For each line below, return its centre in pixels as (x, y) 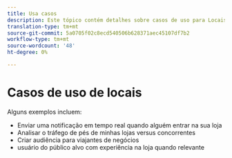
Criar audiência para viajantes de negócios (78, 140)
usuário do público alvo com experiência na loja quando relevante (111, 147)
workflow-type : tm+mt (38, 39)
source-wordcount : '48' (41, 46)
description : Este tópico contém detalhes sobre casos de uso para (106, 20)
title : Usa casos (32, 14)
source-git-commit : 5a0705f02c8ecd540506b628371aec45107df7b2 (98, 33)
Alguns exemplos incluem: (45, 112)
